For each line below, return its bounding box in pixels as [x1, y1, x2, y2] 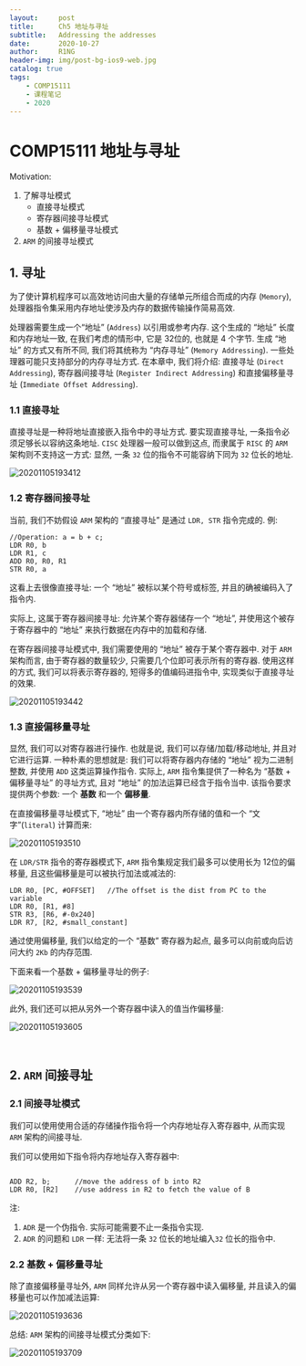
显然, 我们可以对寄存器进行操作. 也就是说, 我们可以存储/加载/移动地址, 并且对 [9, 743, 297, 754]
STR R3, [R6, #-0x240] [9, 910, 96, 919]
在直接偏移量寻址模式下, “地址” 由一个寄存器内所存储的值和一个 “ [9, 808, 253, 819]
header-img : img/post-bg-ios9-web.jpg [9, 56, 157, 65]
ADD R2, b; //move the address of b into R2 [9, 1177, 202, 1186]
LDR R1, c [9, 549, 47, 558]
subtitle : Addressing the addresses [9, 30, 157, 39]
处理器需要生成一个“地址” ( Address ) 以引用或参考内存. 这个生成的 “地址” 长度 [9, 321, 295, 333]
